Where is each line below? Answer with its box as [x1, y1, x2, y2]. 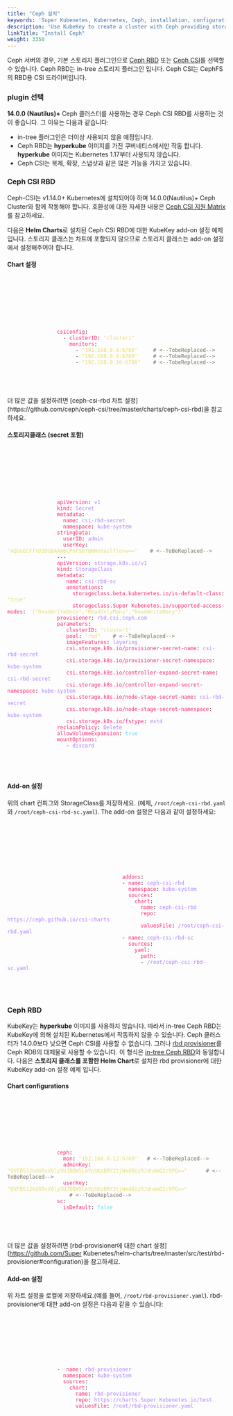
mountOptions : [56, 736, 98, 743]
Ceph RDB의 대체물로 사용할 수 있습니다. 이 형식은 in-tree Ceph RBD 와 [7, 1047, 201, 1056]
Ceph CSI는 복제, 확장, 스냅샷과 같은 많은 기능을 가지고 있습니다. [17, 159, 192, 168]
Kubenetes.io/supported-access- [131, 602, 225, 609]
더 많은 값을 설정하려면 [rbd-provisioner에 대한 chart [7, 1241, 153, 1249]
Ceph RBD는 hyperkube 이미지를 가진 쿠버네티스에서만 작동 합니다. [17, 142, 203, 150]
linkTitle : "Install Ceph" [7, 29, 85, 37]
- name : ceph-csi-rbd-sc [121, 934, 194, 941]
